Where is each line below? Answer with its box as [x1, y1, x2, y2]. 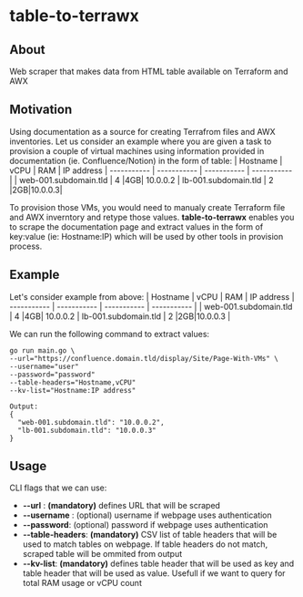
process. [9, 241, 43, 252]
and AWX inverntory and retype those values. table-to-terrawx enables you [9, 211, 295, 222]
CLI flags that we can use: [9, 482, 107, 493]
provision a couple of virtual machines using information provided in [9, 145, 265, 156]
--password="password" [9, 370, 96, 379]
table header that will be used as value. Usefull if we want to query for [22, 568, 286, 579]
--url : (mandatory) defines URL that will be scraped [22, 500, 221, 511]
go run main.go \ [9, 345, 76, 355]
